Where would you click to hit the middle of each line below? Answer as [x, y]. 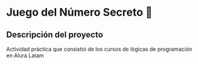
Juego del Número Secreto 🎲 [79, 12]
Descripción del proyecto [55, 35]
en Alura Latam [25, 56]
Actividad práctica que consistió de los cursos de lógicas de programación [99, 49]
